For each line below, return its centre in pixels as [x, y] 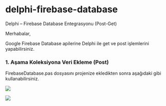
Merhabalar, [18, 33]
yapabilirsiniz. [20, 49]
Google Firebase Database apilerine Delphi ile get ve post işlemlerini [77, 43]
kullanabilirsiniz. [22, 79]
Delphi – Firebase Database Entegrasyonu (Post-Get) [61, 24]
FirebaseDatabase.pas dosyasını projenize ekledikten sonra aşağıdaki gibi [83, 73]
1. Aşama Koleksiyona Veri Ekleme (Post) [57, 62]
